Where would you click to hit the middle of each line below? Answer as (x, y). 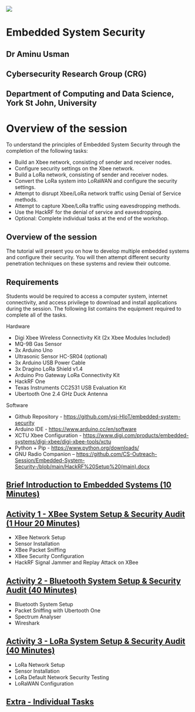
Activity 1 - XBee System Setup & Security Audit (95, 514)
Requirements (32, 282)
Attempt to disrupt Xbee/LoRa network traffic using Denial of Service (98, 193)
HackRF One (30, 381)
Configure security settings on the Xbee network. (74, 169)
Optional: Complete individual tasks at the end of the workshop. (92, 219)
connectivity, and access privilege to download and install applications (92, 302)
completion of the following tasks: (47, 151)
